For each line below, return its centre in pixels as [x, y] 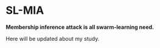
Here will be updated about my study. [53, 38]
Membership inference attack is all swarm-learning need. [80, 27]
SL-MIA [25, 10]
